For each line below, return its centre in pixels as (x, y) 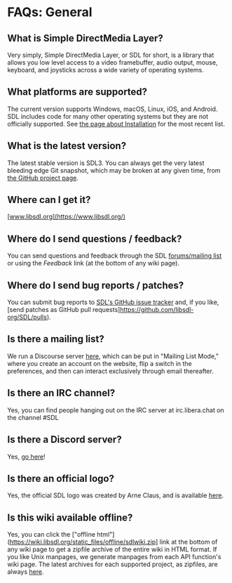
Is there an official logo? (61, 478)
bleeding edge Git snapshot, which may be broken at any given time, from (114, 170)
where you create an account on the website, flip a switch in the (100, 363)
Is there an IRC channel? (61, 393)
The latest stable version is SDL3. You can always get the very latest (106, 163)
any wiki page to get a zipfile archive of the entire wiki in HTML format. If (112, 549)
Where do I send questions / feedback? (95, 238)
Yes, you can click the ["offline (52, 535)
